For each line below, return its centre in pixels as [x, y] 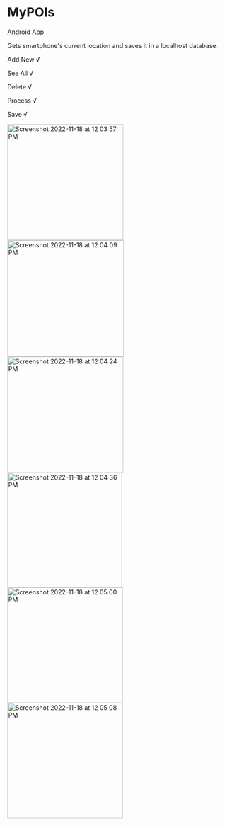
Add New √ [24, 59]
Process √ [22, 101]
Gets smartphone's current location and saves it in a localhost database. [112, 45]
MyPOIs [31, 12]
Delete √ [20, 86]
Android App [26, 32]
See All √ [21, 73]
